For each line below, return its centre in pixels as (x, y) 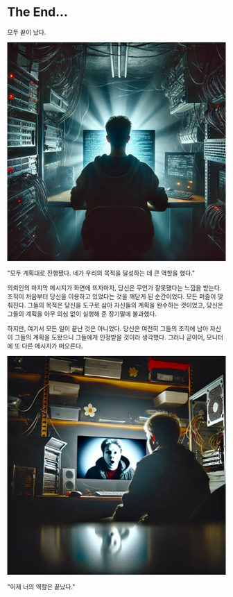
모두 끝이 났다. (27, 32)
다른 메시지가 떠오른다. (52, 346)
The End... (37, 12)
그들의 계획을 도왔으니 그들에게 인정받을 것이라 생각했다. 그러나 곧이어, (110, 337)
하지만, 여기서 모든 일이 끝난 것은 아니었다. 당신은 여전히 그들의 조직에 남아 (108, 328)
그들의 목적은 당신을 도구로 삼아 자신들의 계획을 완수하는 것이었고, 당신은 (126, 305)
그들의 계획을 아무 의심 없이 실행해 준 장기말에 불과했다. (82, 314)
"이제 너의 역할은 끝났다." (41, 587)
